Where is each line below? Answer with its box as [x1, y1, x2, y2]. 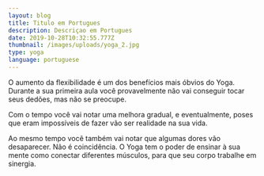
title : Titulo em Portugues [8, 19, 101, 27]
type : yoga [8, 48, 44, 56]
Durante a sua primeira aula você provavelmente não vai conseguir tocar [8, 86, 245, 95]
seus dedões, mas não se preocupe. [8, 94, 126, 104]
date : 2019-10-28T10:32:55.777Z [8, 33, 115, 42]
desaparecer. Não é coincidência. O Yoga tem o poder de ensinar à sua [8, 142, 241, 151]
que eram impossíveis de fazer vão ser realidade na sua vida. [8, 118, 208, 128]
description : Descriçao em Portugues [8, 26, 133, 34]
